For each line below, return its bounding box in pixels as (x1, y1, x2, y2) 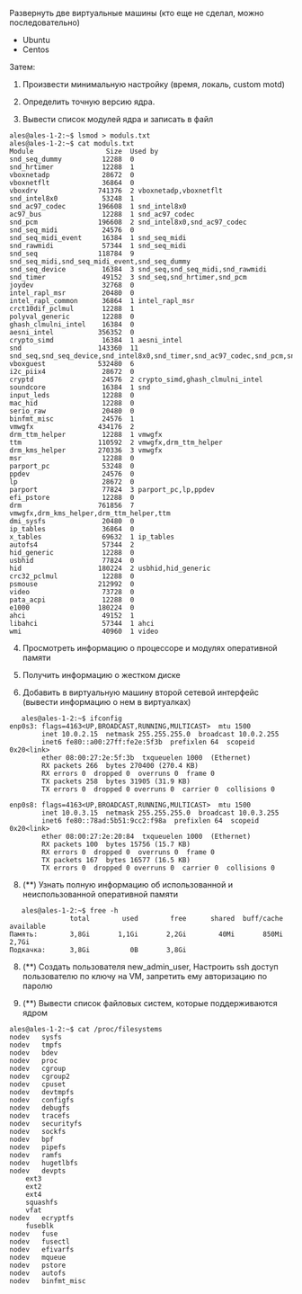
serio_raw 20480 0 (9, 406, 135, 415)
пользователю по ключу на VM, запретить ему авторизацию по (22, 971, 268, 981)
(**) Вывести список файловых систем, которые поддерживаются (22, 998, 279, 1008)
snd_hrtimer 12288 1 (9, 163, 135, 172)
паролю (22, 980, 53, 991)
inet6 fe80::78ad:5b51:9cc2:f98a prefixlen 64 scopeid (41, 817, 259, 825)
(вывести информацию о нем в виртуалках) (22, 697, 191, 707)
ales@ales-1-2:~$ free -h (21, 906, 119, 915)
